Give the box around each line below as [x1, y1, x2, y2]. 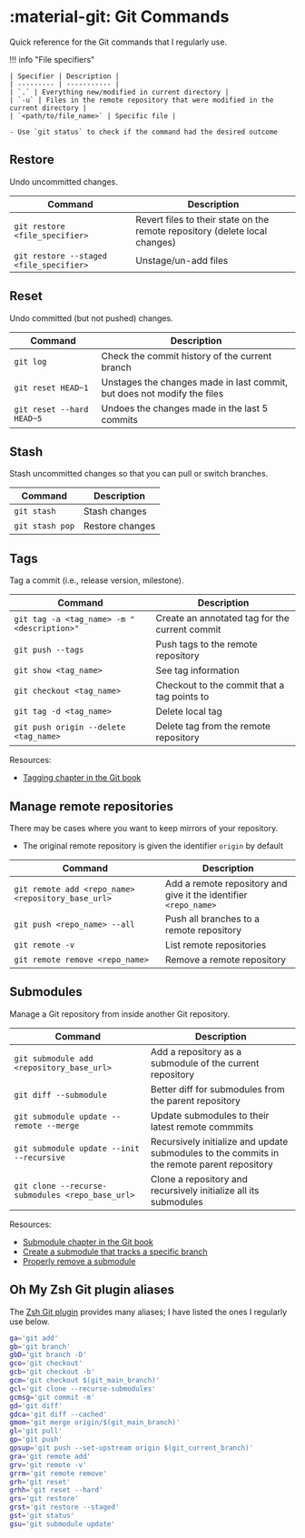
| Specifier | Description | [9, 71, 120, 81]
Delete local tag [155, 705, 222, 718]
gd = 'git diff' [9, 1401, 64, 1411]
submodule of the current [150, 1057, 260, 1070]
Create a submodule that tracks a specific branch [22, 1246, 208, 1257]
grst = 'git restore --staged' [9, 1503, 120, 1512]
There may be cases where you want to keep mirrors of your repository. [9, 823, 279, 833]
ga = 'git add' [9, 1333, 59, 1342]
